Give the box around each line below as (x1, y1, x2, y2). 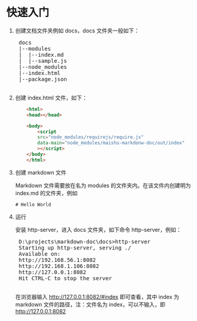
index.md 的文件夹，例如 (15, 189, 78, 197)
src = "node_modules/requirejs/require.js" (37, 134, 145, 140)
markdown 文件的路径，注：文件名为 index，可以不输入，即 (15, 300, 166, 308)
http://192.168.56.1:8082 (18, 256, 96, 263)
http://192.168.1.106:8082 (18, 262, 99, 269)
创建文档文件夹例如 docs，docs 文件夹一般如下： (15, 27, 140, 34)
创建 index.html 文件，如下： (15, 94, 87, 101)
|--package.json (18, 76, 67, 82)
